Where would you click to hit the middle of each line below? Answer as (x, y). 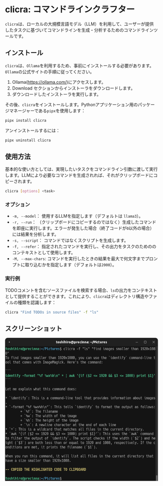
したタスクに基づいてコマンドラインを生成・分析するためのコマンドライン (79, 30)
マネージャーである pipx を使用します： (47, 111)
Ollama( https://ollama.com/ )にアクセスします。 (59, 82)
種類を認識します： (37, 302)
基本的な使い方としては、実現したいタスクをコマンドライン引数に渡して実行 (81, 169)
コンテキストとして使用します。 (44, 253)
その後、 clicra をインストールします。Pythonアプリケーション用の (72, 104)
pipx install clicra (26, 120)
